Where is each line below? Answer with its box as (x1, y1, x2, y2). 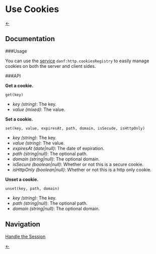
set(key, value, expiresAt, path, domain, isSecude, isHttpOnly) (5, 125, 145, 131)
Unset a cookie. (5, 176, 39, 182)
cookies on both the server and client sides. (5, 63, 96, 69)
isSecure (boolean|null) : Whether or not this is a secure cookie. (12, 161, 144, 167)
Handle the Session (5, 233, 46, 239)
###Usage (5, 48, 28, 54)
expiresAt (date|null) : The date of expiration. (12, 145, 105, 151)
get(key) (5, 92, 24, 97)
